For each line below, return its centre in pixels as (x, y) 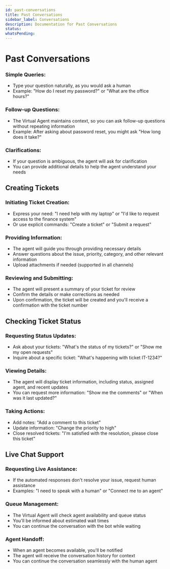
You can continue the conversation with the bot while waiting (77, 526)
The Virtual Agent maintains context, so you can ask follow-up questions (89, 121)
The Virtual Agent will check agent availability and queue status (79, 515)
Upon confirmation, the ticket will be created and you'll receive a (80, 300)
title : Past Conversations (34, 15)
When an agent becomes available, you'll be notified (68, 550)
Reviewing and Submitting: (39, 278)
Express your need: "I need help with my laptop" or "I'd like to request (86, 214)
